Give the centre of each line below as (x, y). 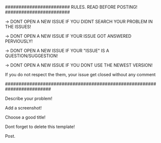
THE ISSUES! (18, 27)
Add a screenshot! (24, 108)
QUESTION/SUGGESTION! (32, 56)
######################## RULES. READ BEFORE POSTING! (71, 7)
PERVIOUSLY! (19, 41)
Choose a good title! (25, 117)
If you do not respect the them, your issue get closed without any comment (80, 74)
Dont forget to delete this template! (40, 127)
